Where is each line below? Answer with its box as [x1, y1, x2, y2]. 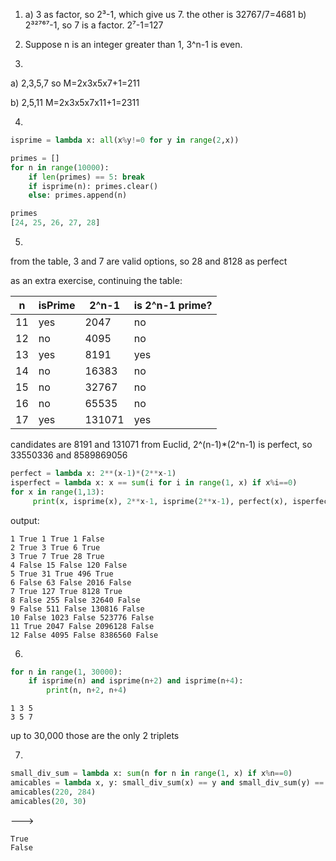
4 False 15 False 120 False [10, 560, 128, 570]
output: [10, 514, 40, 526]
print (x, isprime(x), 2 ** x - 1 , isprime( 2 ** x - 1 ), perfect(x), [32, 496, 288, 506]
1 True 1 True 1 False [10, 534, 105, 544]
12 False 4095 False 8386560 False [10, 630, 159, 640]
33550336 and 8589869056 [10, 449, 128, 461]
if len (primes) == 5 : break [28, 172, 145, 182]
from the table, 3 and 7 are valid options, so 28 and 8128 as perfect [10, 255, 288, 267]
